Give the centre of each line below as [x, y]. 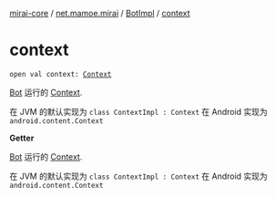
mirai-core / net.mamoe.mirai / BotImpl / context [100, 13]
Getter [22, 138]
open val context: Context [61, 74]
